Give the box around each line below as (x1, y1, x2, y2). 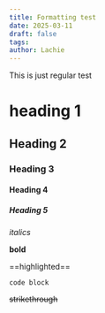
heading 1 (9, 101, 81, 121)
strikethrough (9, 294, 58, 305)
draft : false (9, 29, 57, 38)
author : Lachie (9, 46, 65, 55)
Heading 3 (9, 163, 55, 175)
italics (9, 227, 31, 238)
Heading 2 (9, 136, 68, 151)
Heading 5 (9, 204, 49, 215)
